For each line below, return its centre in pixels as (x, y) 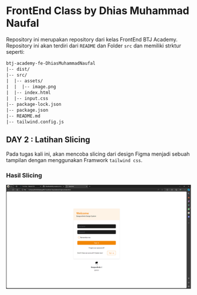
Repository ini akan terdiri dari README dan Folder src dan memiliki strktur (94, 46)
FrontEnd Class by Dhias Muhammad (98, 11)
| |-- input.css (27, 98)
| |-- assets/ (25, 81)
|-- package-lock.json (34, 104)
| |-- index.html (28, 92)
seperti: (15, 52)
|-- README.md (23, 116)
